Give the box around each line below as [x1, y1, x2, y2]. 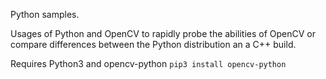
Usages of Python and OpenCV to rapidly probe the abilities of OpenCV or [10, 28, 317, 39]
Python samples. [10, 9, 80, 20]
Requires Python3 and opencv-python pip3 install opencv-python [10, 58, 287, 69]
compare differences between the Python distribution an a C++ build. [10, 39, 297, 50]
